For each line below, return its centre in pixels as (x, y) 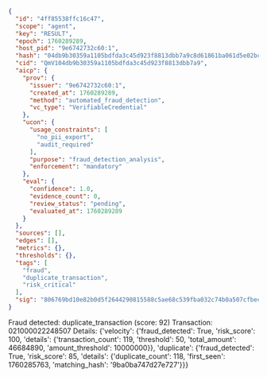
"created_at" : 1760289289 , (74, 93)
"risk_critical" (50, 285)
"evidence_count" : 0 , (65, 196)
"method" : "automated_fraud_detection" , (97, 100)
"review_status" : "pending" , (77, 204)
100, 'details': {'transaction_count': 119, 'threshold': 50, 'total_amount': (122, 339)
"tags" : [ (31, 262)
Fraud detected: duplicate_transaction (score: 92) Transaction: (110, 322)
